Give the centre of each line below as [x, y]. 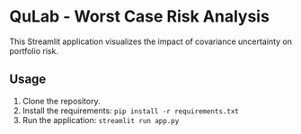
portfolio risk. [34, 50]
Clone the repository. [61, 101]
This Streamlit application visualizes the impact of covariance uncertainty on [151, 41]
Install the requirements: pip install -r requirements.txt [131, 111]
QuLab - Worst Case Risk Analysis [139, 17]
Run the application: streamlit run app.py [101, 120]
